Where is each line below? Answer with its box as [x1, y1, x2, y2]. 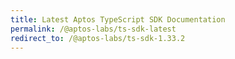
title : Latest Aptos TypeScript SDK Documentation [10, 14, 226, 25]
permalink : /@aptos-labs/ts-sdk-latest [10, 24, 177, 34]
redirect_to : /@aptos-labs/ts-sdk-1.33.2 [10, 33, 186, 43]
